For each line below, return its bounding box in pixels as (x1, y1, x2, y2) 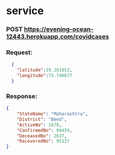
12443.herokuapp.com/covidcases (6, 32, 109, 41)
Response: (6, 92, 38, 100)
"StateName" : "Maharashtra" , (17, 111, 88, 117)
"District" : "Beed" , (17, 116, 67, 122)
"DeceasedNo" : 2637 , (17, 133, 67, 139)
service (6, 4, 44, 18)
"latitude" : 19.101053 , (17, 67, 73, 73)
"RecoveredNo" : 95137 (17, 138, 70, 144)
